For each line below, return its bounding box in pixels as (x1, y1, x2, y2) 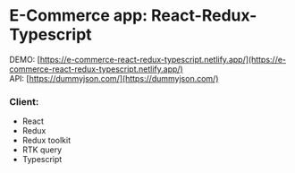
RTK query (21, 144, 63, 155)
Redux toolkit (21, 135, 72, 146)
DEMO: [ (9, 54, 40, 65)
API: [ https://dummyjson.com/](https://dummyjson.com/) (9, 73, 219, 83)
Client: (9, 95, 39, 108)
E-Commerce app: (9, 5, 148, 26)
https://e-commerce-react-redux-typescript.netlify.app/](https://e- (39, 54, 287, 65)
